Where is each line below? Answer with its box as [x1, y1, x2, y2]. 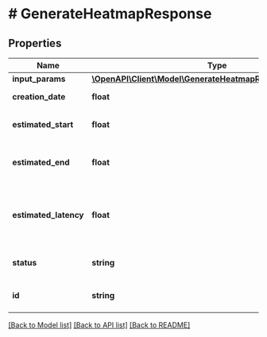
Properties [8, 37, 62, 50]
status [12, 258, 37, 268]
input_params [12, 73, 66, 84]
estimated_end [12, 157, 70, 168]
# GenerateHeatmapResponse [8, 5, 212, 23]
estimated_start [12, 119, 74, 130]
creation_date [12, 91, 66, 102]
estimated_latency [12, 210, 84, 220]
